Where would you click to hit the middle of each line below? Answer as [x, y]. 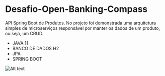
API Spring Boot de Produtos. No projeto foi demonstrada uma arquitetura [81, 23]
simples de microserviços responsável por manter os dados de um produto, [82, 28]
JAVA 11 [20, 43]
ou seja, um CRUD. [24, 33]
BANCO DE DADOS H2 [36, 48]
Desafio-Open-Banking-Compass [76, 9]
